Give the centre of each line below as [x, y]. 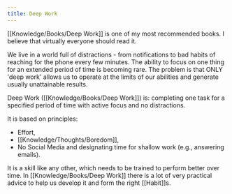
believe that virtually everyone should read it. [72, 41]
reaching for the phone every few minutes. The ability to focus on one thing [116, 62]
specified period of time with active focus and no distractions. [96, 105]
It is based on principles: [43, 119]
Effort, [27, 132]
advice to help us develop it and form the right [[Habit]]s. [89, 183]
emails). [29, 154]
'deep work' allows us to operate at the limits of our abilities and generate [113, 77]
